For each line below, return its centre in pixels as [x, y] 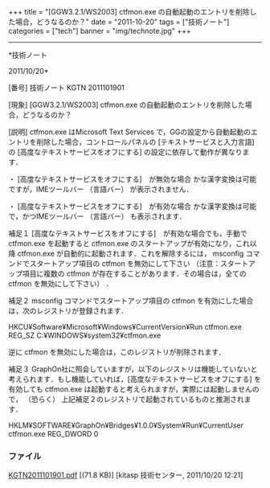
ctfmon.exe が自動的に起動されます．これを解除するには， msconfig [131, 253]
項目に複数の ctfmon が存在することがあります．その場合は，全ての [134, 273]
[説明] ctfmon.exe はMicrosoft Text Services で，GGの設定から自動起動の [130, 132]
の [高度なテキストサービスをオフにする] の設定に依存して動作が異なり [125, 152]
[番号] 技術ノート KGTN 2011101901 [66, 88]
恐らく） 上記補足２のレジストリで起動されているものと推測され [137, 399]
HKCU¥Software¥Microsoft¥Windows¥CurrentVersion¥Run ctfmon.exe [125, 327]
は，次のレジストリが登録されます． [68, 311]
